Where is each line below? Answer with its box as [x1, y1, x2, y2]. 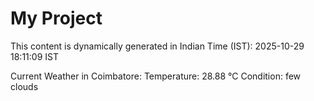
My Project [10, 7, 103, 30]
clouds [10, 80, 39, 92]
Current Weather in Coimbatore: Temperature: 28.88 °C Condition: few [10, 70, 302, 82]
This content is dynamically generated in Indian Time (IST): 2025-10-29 [10, 40, 305, 52]
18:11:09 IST [10, 50, 59, 62]
